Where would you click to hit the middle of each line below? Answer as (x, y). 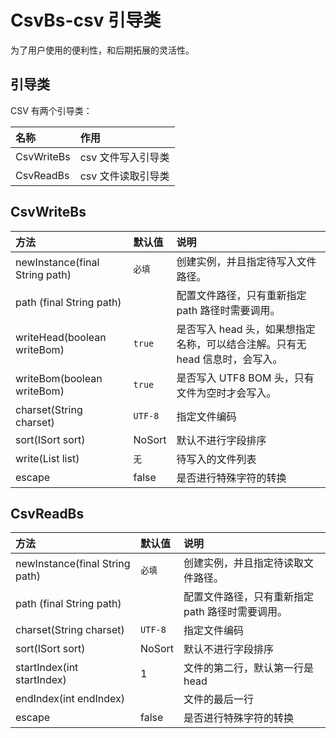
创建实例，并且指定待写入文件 (246, 261)
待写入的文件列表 (216, 459)
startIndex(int (47, 668)
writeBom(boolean (59, 378)
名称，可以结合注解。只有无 (241, 344)
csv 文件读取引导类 (124, 176)
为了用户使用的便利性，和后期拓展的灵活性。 (102, 50)
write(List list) (47, 458)
